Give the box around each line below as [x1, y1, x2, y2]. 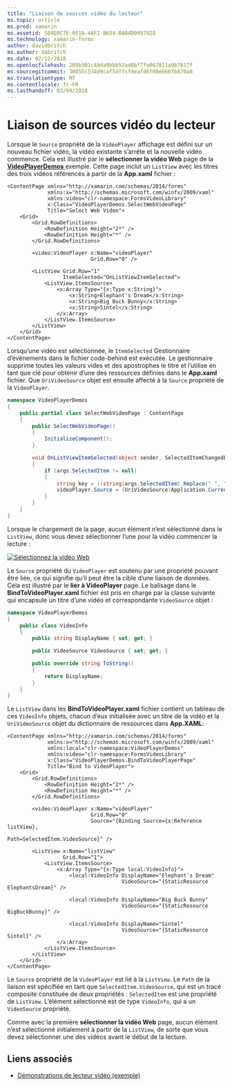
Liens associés [7, 1053, 72, 1065]
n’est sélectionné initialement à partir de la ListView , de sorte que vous [7, 1026, 209, 1034]
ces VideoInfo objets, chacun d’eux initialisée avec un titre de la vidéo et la [7, 712, 220, 720]
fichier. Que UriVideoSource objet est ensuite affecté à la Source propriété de [7, 376, 224, 384]
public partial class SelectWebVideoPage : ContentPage [19, 409, 184, 416]
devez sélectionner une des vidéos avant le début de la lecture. [7, 1033, 188, 1041]
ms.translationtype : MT [7, 74, 76, 82]
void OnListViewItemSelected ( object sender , [32, 454, 162, 461]
